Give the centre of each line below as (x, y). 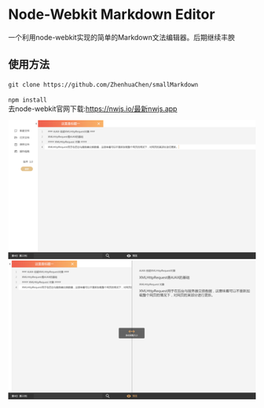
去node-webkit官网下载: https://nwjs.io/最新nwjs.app (93, 109)
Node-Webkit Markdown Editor (112, 15)
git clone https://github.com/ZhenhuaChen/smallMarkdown (103, 84)
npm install (27, 100)
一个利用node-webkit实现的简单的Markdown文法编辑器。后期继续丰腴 (122, 37)
